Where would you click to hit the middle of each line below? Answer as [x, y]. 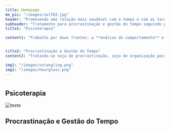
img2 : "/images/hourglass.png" [38, 70]
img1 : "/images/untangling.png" [39, 65]
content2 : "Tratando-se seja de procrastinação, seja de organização [80, 56]
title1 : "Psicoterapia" [30, 29]
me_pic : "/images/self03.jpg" [37, 15]
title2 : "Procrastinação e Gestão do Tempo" [53, 51]
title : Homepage [22, 10]
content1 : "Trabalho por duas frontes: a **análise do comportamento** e [85, 38]
